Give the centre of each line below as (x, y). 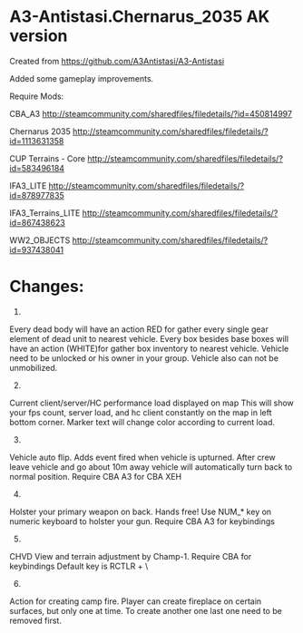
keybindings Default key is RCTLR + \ (79, 566)
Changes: (47, 287)
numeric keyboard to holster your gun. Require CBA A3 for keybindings (142, 521)
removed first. (35, 620)
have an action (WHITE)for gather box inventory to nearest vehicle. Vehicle (149, 348)
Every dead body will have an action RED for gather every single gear (139, 329)
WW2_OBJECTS (40, 240)
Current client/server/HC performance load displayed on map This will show (152, 403)
